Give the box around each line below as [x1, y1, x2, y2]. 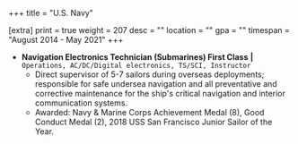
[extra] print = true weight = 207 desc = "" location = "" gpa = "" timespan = [8, 25, 291, 35]
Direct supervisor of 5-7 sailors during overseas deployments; [34, 69, 265, 80]
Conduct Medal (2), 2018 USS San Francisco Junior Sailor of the [34, 116, 273, 127]
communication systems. [34, 97, 127, 108]
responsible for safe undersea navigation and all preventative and [34, 79, 277, 89]
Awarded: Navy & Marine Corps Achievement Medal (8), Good [34, 107, 265, 117]
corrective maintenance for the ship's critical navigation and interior [34, 89, 286, 98]
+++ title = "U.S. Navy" [8, 8, 93, 18]
